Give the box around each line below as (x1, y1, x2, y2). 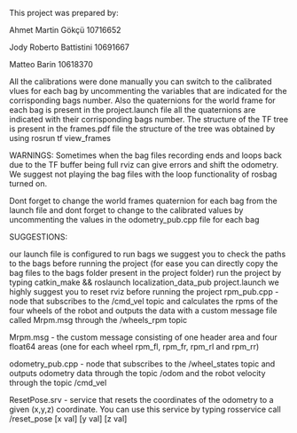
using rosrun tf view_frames (9, 133, 111, 143)
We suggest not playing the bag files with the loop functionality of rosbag (9, 169, 277, 179)
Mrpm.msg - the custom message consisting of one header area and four (9, 332, 277, 342)
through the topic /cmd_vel (9, 377, 107, 388)
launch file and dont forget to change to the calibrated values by (9, 205, 244, 216)
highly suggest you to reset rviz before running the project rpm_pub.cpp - (9, 287, 279, 296)
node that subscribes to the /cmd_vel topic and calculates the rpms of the (9, 296, 278, 306)
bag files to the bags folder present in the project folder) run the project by (9, 268, 282, 278)
